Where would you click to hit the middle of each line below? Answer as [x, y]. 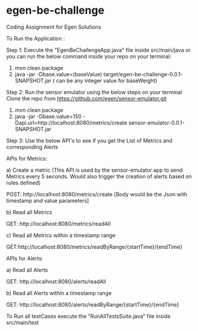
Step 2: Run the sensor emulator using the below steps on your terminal [94, 92]
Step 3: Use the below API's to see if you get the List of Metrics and [89, 140]
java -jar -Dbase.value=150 [48, 116]
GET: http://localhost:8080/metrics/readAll [58, 224]
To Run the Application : [35, 38]
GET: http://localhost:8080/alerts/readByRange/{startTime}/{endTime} [93, 304]
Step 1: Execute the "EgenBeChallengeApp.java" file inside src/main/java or [98, 50]
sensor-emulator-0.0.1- [157, 122]
